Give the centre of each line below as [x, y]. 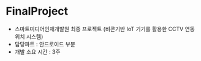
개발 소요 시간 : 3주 [37, 52]
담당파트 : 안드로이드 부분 [45, 44]
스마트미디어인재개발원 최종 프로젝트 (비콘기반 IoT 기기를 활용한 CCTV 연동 [105, 29]
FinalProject [37, 11]
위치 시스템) [29, 36]
